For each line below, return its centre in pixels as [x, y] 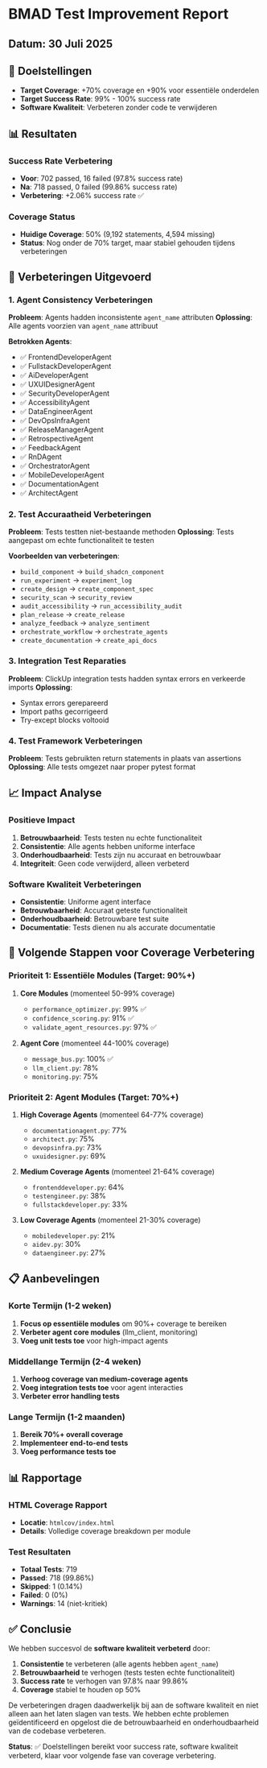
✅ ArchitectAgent [49, 493]
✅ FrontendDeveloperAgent [66, 357]
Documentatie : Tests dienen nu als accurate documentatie [117, 927]
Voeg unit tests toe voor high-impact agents [94, 1340]
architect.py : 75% [63, 1139]
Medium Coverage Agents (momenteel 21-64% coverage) [117, 1171]
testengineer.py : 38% [69, 1195]
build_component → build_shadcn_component [92, 572]
